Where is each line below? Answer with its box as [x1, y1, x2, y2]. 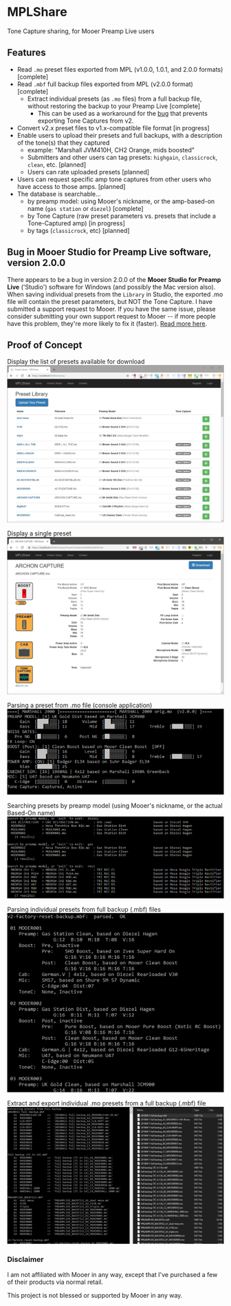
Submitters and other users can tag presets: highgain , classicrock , [27, 153, 218, 161]
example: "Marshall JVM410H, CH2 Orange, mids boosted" [27, 145, 195, 154]
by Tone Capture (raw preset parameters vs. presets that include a [27, 212, 217, 220]
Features [7, 47, 46, 59]
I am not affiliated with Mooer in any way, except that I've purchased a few [7, 1270, 218, 1278]
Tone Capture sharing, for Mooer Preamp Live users [7, 27, 155, 35]
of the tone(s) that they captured [16, 139, 110, 147]
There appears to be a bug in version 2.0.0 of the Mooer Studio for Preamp [7, 275, 221, 283]
